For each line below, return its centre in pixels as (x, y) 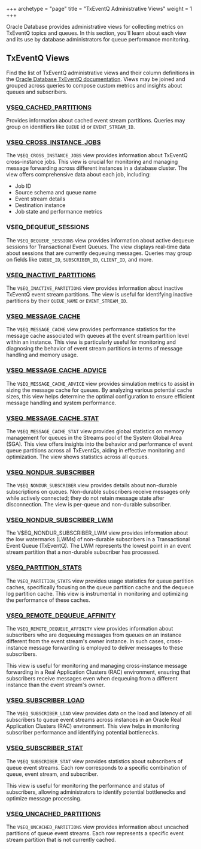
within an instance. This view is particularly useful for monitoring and (91, 342)
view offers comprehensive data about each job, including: (79, 175)
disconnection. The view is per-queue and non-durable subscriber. (89, 505)
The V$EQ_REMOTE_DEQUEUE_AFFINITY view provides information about (90, 629)
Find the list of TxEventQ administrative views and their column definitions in (100, 73)
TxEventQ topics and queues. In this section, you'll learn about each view (96, 33)
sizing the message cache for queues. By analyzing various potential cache (99, 390)
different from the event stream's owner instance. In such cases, (86, 641)
